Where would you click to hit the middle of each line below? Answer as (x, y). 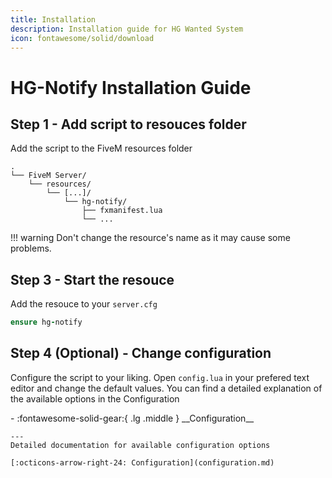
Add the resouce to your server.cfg (84, 304)
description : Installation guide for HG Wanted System (127, 29)
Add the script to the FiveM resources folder (101, 148)
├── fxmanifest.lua (122, 211)
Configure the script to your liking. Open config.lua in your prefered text (160, 377)
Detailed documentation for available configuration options (140, 445)
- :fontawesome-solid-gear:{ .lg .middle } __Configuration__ (132, 418)
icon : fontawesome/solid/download (82, 38)
